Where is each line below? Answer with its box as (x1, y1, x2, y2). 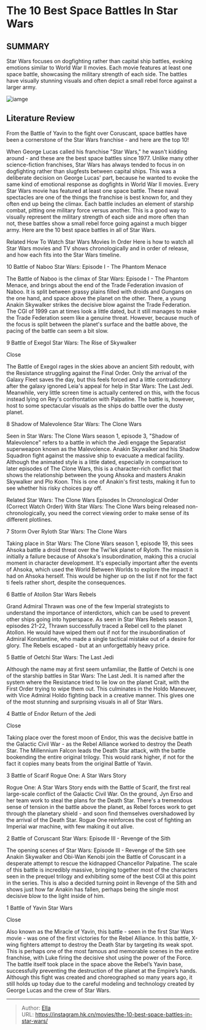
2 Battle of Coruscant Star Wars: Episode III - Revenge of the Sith (6, 834, 170, 842)
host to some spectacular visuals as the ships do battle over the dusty (6, 401, 183, 409)
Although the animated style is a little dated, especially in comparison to (6, 458, 188, 465)
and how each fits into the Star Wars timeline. (6, 251, 121, 258)
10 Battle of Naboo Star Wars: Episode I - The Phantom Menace (6, 263, 167, 270)
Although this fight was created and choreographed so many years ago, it (6, 974, 193, 981)
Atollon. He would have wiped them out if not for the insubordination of (6, 629, 186, 636)
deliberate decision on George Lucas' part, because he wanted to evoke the (6, 174, 198, 181)
